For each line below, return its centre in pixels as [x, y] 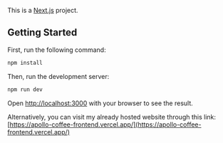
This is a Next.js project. [43, 10]
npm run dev [25, 89]
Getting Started [42, 32]
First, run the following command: [57, 50]
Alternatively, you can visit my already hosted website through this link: [111, 117]
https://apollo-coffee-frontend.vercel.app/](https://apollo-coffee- [105, 125]
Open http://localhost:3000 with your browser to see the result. [100, 103]
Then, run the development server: [58, 76]
